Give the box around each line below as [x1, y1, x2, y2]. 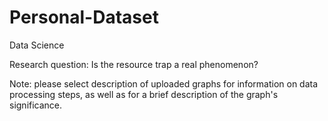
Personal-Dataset [9, 6, 159, 29]
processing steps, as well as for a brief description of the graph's [9, 88, 279, 100]
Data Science [9, 39, 65, 51]
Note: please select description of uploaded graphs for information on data [9, 77, 319, 90]
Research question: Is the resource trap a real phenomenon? [9, 58, 259, 70]
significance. [9, 99, 63, 111]
